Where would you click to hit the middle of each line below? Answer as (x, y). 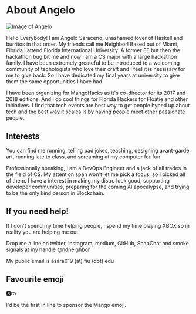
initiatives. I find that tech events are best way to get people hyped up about (98, 105)
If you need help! (38, 212)
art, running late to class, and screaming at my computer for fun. (84, 157)
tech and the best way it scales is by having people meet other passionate (96, 112)
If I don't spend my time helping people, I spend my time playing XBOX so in (98, 225)
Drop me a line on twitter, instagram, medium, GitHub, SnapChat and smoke (97, 243)
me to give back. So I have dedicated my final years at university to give (93, 75)
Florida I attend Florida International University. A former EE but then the (93, 50)
